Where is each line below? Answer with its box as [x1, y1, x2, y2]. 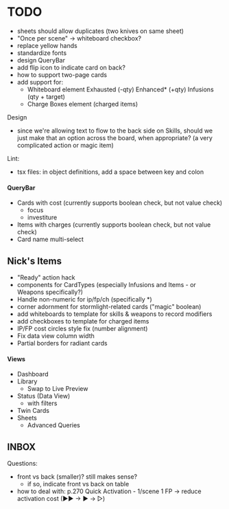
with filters [27, 399, 58, 407]
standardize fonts [16, 49, 67, 57]
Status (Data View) [16, 392, 71, 400]
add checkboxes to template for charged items [16, 317, 149, 325]
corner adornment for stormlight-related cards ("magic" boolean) [16, 302, 202, 310]
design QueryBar [16, 56, 65, 64]
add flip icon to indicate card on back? [16, 63, 125, 71]
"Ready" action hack [16, 273, 75, 282]
